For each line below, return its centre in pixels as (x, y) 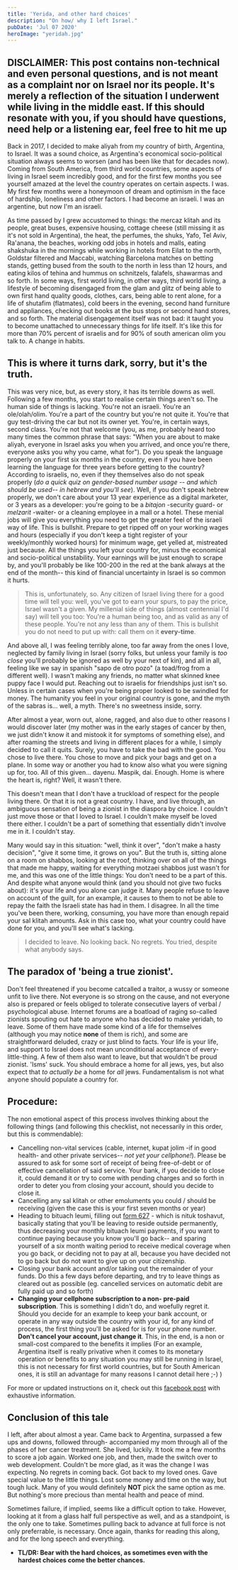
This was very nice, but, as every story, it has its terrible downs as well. (111, 391)
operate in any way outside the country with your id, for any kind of (115, 1321)
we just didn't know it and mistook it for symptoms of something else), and (116, 734)
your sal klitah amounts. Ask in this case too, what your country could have (117, 920)
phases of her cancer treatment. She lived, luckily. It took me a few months (117, 1450)
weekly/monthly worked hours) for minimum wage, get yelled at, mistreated (118, 542)
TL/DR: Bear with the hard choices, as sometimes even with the (113, 1553)
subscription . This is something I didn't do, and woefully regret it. (114, 1306)
